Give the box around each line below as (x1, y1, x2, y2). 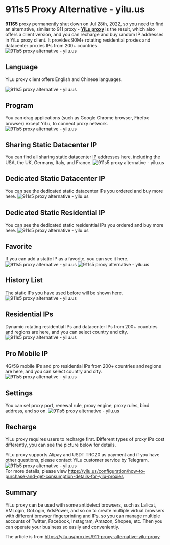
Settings (5, 389, 33, 397)
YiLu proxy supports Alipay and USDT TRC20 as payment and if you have (5, 451, 160, 457)
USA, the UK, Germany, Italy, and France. (5, 159, 92, 166)
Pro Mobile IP (5, 349, 48, 358)
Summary (5, 488, 37, 497)
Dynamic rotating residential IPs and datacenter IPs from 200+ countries (5, 324, 158, 330)
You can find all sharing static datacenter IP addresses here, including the (5, 154, 161, 160)
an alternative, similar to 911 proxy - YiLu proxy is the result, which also (5, 26, 155, 32)
